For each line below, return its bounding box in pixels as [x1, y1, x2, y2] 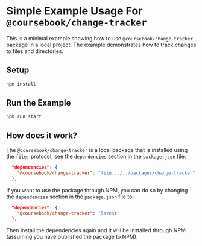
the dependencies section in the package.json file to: [6, 193, 134, 200]
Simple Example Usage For [6, 4, 143, 18]
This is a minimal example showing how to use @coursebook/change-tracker [6, 34, 193, 42]
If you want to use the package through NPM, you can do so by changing [6, 186, 188, 194]
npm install [6, 81, 36, 87]
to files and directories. [6, 47, 64, 55]
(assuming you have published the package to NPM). [6, 233, 138, 241]
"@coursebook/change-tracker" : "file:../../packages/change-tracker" [17, 170, 196, 176]
